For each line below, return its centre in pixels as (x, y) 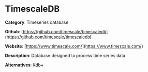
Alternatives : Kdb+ (24, 65)
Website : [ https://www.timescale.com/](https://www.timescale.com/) (74, 46)
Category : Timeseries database (37, 22)
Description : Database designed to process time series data (65, 55)
